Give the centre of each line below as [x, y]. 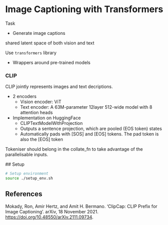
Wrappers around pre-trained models [51, 62]
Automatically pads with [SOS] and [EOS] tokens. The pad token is [89, 134]
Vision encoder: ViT [41, 102]
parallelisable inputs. [27, 155]
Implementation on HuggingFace [47, 118]
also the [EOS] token [41, 140]
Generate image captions [39, 33]
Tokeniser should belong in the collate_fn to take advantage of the [74, 149]
